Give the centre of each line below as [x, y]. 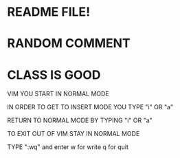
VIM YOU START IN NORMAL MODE [58, 94]
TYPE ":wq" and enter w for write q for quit [68, 147]
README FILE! [49, 12]
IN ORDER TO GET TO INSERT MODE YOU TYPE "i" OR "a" [90, 107]
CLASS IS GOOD [54, 75]
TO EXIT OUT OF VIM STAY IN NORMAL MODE [74, 134]
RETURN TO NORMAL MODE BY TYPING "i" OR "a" [80, 120]
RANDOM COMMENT [69, 44]
